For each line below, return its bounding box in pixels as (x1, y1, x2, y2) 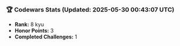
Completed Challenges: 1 (14, 33, 77, 40)
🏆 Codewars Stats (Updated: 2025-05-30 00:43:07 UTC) (6, 5, 175, 13)
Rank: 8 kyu (14, 21, 44, 28)
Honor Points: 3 (14, 27, 54, 34)
